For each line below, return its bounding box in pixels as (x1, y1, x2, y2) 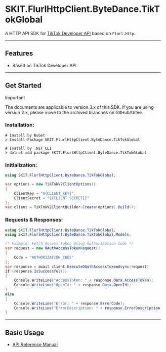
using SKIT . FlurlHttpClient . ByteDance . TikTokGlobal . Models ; (5, 232, 132, 237)
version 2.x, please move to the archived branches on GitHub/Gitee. (5, 109, 143, 115)
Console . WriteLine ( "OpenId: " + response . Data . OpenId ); (14, 283, 132, 288)
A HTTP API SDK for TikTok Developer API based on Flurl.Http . (5, 30, 136, 36)
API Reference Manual (12, 342, 58, 348)
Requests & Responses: (5, 217, 63, 223)
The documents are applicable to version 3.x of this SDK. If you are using (5, 104, 154, 110)
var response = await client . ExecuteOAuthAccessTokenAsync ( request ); (5, 264, 152, 269)
